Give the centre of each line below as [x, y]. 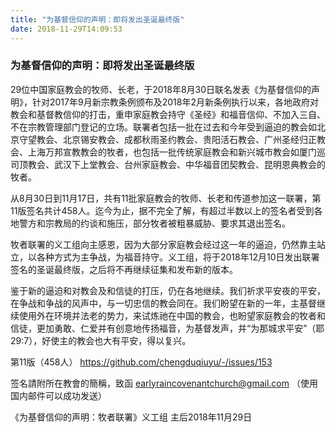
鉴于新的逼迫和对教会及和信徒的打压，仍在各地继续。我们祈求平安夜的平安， [168, 290]
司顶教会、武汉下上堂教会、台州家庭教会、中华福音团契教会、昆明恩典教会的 [168, 164]
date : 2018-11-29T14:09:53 [66, 29]
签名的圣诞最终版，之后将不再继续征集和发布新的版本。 [124, 269]
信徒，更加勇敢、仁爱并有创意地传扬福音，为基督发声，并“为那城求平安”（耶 [167, 328]
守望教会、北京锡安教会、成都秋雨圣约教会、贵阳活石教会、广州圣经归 [163, 139]
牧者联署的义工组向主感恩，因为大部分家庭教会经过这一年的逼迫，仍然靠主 [163, 244]
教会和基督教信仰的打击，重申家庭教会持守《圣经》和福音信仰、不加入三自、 [168, 114]
